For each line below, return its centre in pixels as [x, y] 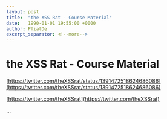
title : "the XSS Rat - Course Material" [59, 18]
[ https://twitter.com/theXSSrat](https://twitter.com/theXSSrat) [83, 99]
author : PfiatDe [27, 29]
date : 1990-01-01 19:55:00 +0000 [51, 23]
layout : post [23, 12]
